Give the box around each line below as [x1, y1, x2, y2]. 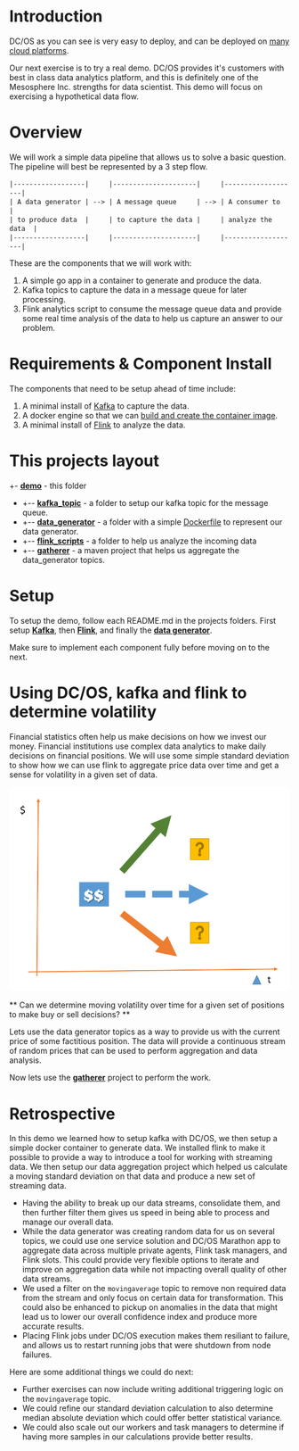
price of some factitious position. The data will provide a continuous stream [9, 1036, 287, 1047]
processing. [21, 294, 67, 304]
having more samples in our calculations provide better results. [21, 1431, 254, 1442]
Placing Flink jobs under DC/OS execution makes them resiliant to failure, [21, 1331, 290, 1341]
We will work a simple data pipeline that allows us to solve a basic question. [9, 152, 287, 162]
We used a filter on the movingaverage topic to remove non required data [21, 1283, 287, 1294]
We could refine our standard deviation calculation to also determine [21, 1403, 274, 1414]
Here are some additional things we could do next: [9, 1367, 194, 1378]
